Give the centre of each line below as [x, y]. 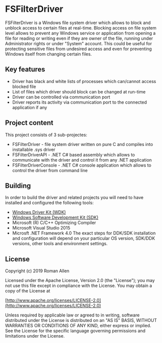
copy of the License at [28, 291]
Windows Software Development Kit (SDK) [55, 218]
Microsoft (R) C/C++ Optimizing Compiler [54, 223]
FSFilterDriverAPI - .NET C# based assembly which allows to [73, 155]
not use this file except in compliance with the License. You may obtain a [79, 286]
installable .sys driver [34, 149]
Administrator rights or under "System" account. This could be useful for [79, 43]
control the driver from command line [50, 170]
